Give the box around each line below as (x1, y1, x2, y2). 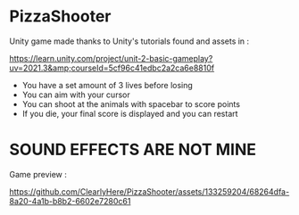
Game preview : (9, 169, 67, 179)
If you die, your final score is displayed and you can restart (21, 108, 238, 119)
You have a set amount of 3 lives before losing (21, 79, 194, 90)
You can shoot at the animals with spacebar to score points (21, 98, 241, 109)
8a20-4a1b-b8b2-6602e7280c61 (9, 195, 131, 206)
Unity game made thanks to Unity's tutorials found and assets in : (9, 36, 250, 46)
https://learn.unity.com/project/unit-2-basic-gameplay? (9, 53, 213, 63)
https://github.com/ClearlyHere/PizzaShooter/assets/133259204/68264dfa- (9, 186, 290, 197)
